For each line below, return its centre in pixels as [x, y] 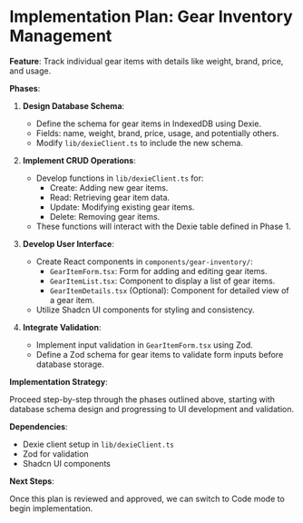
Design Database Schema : [73, 105]
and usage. [30, 71]
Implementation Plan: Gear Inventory [151, 17]
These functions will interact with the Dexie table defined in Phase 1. [164, 226]
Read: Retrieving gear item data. [110, 197]
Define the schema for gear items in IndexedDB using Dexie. [148, 123]
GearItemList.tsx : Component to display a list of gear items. [162, 281]
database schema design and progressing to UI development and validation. [152, 409]
